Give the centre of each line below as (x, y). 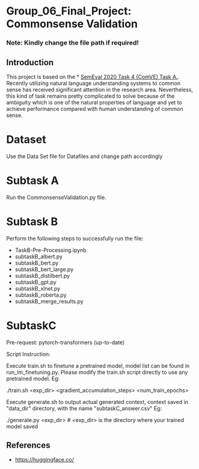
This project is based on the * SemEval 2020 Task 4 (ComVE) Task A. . (93, 77)
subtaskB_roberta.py (41, 295)
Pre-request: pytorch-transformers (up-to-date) (66, 342)
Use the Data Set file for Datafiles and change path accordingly (84, 156)
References (28, 445)
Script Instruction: (29, 354)
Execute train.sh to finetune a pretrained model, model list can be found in (98, 365)
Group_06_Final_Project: (69, 11)
